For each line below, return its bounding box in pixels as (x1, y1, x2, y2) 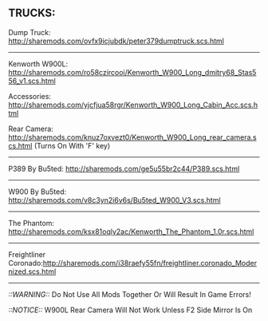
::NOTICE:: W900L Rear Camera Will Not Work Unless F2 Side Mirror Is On (8, 305, 253, 315)
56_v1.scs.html (8, 76, 56, 85)
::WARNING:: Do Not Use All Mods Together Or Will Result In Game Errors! (8, 289, 251, 299)
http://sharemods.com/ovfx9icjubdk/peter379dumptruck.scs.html (8, 36, 225, 46)
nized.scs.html (8, 267, 57, 276)
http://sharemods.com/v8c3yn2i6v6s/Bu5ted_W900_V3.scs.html (8, 195, 221, 204)
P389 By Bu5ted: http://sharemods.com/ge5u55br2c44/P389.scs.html (8, 164, 240, 173)
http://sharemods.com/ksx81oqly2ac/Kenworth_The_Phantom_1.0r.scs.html (8, 227, 254, 236)
